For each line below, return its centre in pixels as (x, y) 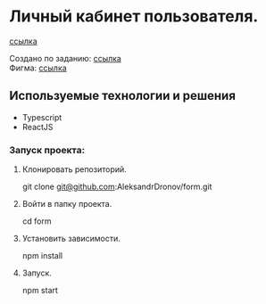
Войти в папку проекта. (67, 204)
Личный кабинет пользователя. (134, 16)
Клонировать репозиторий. (74, 169)
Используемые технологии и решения (123, 96)
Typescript (42, 117)
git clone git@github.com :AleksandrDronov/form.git (117, 187)
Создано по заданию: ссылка (66, 58)
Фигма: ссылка (38, 68)
